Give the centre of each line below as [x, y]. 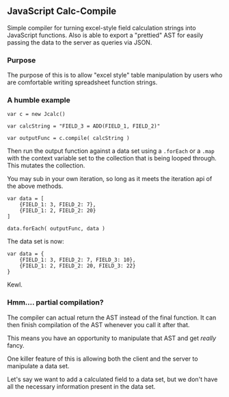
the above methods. [35, 186]
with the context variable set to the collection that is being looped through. [112, 158]
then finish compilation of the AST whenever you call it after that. [98, 324]
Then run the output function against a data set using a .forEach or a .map [111, 151]
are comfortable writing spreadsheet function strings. [82, 82]
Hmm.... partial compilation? [55, 302]
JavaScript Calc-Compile [62, 11]
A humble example [39, 100]
